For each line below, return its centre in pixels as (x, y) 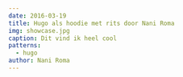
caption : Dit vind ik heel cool (62, 38)
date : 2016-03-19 (37, 16)
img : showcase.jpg (39, 30)
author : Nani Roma (39, 61)
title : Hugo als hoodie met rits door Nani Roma (91, 23)
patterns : (25, 46)
